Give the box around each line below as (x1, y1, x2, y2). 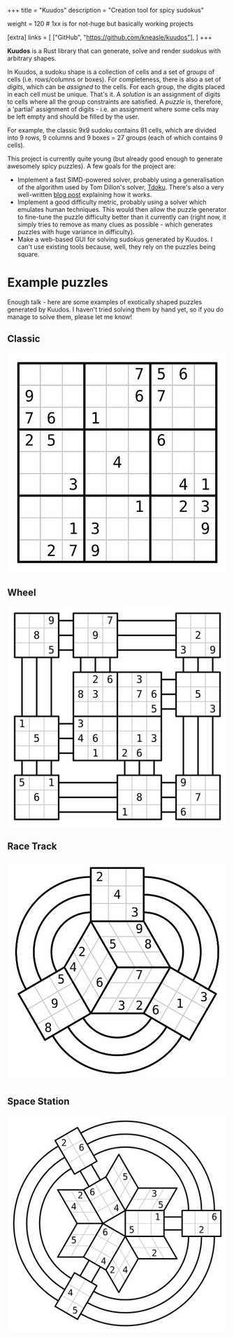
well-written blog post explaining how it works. (17, 191, 152, 198)
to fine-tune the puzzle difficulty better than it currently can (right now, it (17, 213, 227, 221)
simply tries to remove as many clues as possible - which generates (17, 220, 213, 229)
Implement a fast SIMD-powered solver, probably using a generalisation (17, 175, 224, 184)
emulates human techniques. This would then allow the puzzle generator (17, 205, 227, 213)
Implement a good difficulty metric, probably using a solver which (17, 198, 207, 206)
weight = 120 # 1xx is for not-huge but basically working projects (7, 20, 193, 27)
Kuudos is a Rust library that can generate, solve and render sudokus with (7, 47, 221, 55)
